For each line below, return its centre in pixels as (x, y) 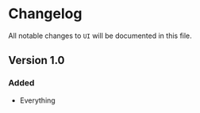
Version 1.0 (37, 60)
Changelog (45, 14)
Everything (37, 100)
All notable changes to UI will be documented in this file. (100, 36)
